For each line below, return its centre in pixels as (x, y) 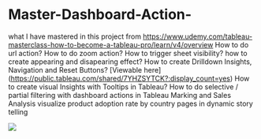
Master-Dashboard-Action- (100, 15)
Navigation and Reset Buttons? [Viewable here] (85, 69)
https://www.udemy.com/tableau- (198, 36)
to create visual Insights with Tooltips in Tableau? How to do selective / (123, 86)
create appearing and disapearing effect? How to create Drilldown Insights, (130, 62)
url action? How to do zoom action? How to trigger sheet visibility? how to (128, 53)
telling (18, 111)
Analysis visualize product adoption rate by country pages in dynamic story (131, 103)
